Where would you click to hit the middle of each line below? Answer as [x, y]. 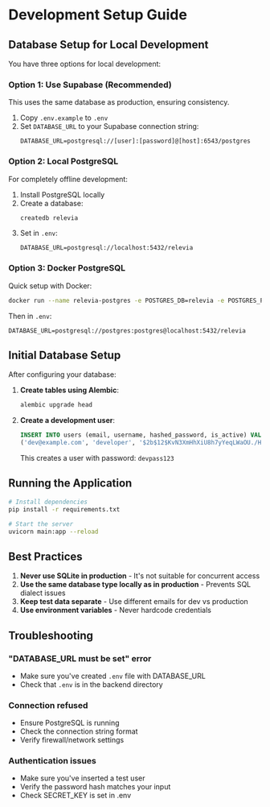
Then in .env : [30, 316]
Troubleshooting [51, 635]
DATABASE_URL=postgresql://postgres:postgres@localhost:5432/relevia [127, 331]
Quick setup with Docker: [50, 286]
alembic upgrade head [56, 405]
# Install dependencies [48, 502]
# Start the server [41, 524]
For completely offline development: [68, 179]
